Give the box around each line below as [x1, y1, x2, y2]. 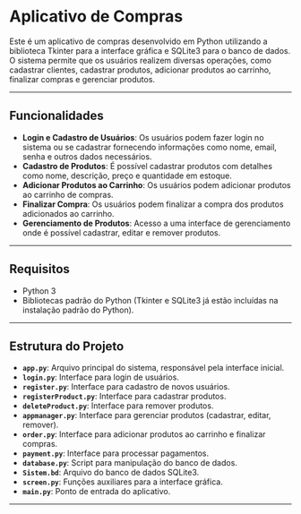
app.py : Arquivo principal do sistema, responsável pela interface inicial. [21, 363, 285, 373]
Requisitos [9, 261, 70, 277]
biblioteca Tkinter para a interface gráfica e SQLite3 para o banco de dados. [9, 45, 291, 56]
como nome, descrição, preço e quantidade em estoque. [21, 170, 233, 181]
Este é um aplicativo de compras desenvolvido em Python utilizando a [9, 36, 268, 47]
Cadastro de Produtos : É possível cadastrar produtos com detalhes [21, 160, 273, 171]
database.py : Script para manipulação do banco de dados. [21, 458, 237, 468]
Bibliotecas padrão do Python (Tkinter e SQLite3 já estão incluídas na [21, 295, 279, 305]
